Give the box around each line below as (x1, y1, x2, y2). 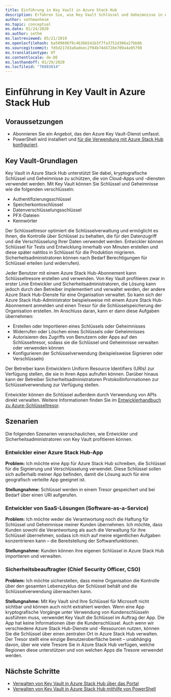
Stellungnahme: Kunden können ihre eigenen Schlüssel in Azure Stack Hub (5, 548, 164, 554)
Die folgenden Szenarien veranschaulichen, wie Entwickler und (5, 431, 138, 437)
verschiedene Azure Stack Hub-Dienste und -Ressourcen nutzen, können (5, 625, 159, 631)
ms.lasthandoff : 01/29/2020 (5, 60, 65, 65)
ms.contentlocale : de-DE (5, 55, 58, 60)
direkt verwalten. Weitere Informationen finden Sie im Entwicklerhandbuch (5, 397, 161, 403)
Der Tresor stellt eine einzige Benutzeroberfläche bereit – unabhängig (5, 636, 152, 642)
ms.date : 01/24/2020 (5, 26, 49, 32)
